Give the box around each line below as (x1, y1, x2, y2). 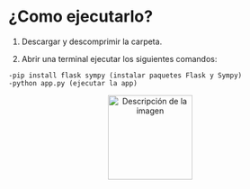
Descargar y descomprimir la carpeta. (21, 36, 163, 47)
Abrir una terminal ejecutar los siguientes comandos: (21, 53, 218, 64)
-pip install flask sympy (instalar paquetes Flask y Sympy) (8, 70, 243, 80)
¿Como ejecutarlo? (8, 6, 154, 27)
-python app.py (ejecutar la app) (8, 78, 138, 87)
